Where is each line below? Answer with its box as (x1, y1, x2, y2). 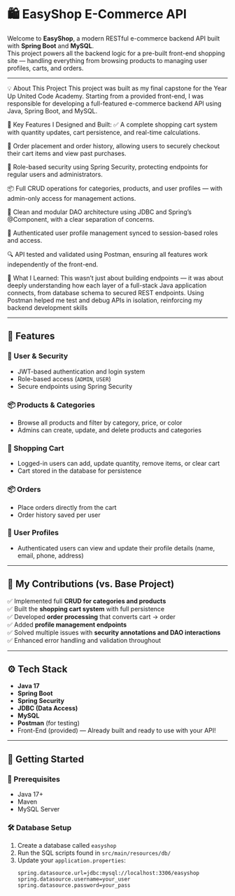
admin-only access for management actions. (7, 194, 136, 202)
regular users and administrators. (7, 170, 103, 178)
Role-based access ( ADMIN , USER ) (17, 374, 111, 383)
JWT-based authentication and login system (17, 367, 145, 376)
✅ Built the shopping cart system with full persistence (7, 604, 165, 613)
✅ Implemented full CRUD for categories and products (7, 597, 166, 605)
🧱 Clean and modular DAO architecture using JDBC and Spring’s (7, 208, 192, 216)
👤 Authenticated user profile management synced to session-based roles (7, 229, 218, 237)
